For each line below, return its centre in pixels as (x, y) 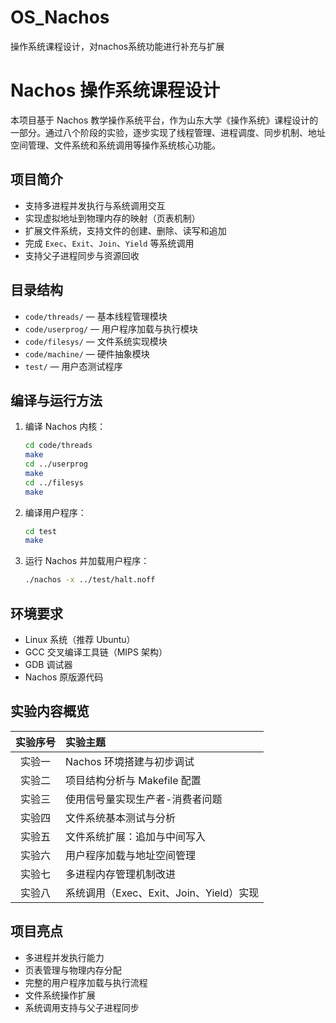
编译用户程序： (55, 512)
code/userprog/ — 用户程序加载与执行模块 (111, 328)
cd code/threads (58, 446)
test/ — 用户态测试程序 (73, 366)
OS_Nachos (60, 17)
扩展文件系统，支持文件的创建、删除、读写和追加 (125, 230)
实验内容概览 (50, 711)
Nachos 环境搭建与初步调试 (130, 761)
